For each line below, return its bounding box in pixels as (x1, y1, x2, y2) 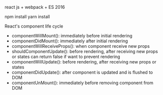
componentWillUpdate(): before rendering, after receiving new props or (11, 59, 157, 64)
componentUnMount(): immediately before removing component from (11, 80, 153, 86)
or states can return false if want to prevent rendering (11, 54, 121, 60)
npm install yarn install (4, 14, 50, 19)
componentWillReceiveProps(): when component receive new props (11, 43, 150, 49)
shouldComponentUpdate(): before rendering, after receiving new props (11, 49, 158, 54)
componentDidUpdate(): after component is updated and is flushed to (11, 69, 153, 75)
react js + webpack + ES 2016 (4, 4, 65, 10)
